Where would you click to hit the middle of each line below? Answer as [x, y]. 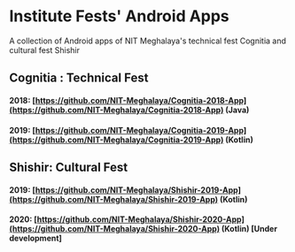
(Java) [237, 110]
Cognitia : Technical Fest [79, 78]
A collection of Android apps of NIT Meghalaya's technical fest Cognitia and [147, 41]
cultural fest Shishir [45, 50]
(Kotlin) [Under [249, 229]
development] [35, 238]
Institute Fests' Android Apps [120, 16]
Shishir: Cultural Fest [69, 167]
